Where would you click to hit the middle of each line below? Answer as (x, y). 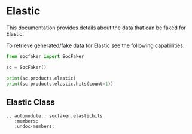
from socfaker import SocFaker (45, 56)
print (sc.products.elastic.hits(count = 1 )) (60, 84)
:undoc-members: (34, 127)
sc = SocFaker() (26, 67)
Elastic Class (31, 102)
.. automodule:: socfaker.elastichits (54, 116)
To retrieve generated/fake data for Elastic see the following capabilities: (95, 45)
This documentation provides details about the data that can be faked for (96, 28)
